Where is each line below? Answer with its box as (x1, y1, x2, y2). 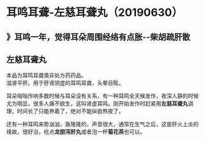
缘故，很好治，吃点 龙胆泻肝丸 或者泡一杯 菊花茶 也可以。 (6, 128, 145, 136)
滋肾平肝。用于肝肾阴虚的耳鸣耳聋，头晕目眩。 (6, 79, 124, 87)
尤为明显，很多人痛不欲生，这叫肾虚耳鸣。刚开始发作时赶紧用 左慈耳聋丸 (6, 100, 188, 107)
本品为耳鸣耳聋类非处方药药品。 (6, 71, 87, 79)
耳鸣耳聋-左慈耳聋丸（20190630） (6, 5, 183, 20)
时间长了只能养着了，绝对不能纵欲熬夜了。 (16, 107, 124, 115)
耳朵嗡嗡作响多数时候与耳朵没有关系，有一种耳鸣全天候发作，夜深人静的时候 (6, 92, 199, 99)
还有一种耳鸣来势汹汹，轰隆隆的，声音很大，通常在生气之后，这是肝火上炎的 (6, 120, 199, 128)
